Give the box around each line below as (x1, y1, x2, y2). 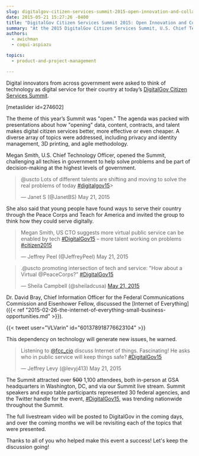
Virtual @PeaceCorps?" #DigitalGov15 (20, 271, 114, 278)
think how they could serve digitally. (6, 217, 94, 224)
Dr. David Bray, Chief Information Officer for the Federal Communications (6, 294, 185, 301)
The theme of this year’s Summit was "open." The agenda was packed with (6, 115, 190, 122)
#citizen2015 (20, 241, 52, 249)
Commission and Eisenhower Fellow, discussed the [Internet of (6, 300, 160, 307)
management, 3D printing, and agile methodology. (6, 140, 129, 147)
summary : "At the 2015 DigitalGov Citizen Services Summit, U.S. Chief (6, 25, 187, 31)
